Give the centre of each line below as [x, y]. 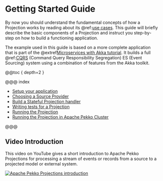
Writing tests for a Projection [41, 107]
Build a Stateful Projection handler [46, 101]
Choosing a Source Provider [41, 96]
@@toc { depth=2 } [25, 72]
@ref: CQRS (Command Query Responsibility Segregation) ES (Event [74, 57]
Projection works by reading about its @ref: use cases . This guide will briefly [81, 27]
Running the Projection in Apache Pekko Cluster [60, 117]
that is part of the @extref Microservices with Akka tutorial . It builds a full [78, 53]
